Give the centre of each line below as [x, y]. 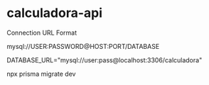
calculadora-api [55, 13]
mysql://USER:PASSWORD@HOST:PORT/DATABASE [83, 46]
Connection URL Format [42, 33]
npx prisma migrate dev [41, 74]
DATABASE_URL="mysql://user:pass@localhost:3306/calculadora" [104, 60]
